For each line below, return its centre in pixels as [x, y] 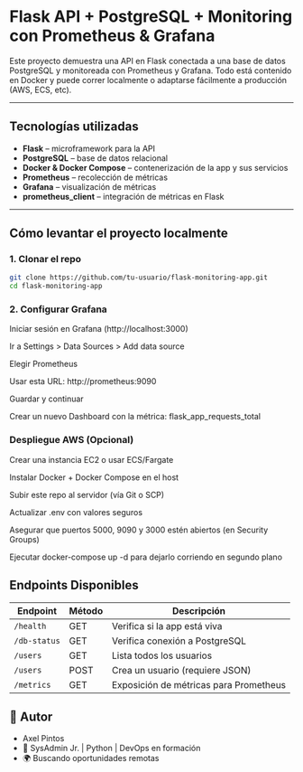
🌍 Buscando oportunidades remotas [91, 758]
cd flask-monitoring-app [56, 287]
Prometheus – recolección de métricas [95, 177]
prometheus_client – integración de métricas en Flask [123, 196]
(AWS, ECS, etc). [41, 89]
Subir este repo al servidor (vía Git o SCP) [87, 494]
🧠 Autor [31, 716]
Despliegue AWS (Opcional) [72, 440]
